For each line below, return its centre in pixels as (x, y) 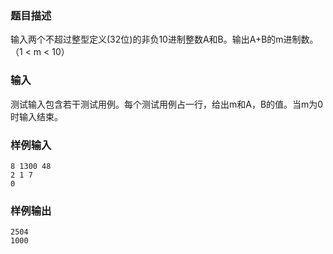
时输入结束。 (36, 116)
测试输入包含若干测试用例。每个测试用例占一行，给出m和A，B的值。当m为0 (167, 104)
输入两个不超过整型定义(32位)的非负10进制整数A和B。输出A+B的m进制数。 (164, 39)
